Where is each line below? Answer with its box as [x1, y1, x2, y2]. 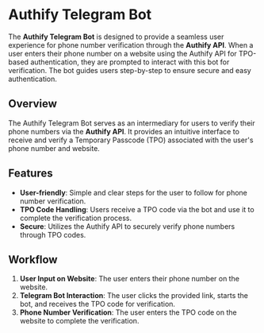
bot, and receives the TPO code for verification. [19, 300, 176, 309]
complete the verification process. [19, 213, 132, 223]
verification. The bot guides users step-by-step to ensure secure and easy [8, 65, 251, 75]
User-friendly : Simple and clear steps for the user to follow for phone [19, 188, 247, 197]
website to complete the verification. [19, 316, 140, 326]
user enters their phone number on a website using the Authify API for [8, 48, 238, 58]
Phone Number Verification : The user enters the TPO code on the [19, 308, 237, 317]
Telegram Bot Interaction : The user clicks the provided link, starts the [19, 291, 248, 300]
